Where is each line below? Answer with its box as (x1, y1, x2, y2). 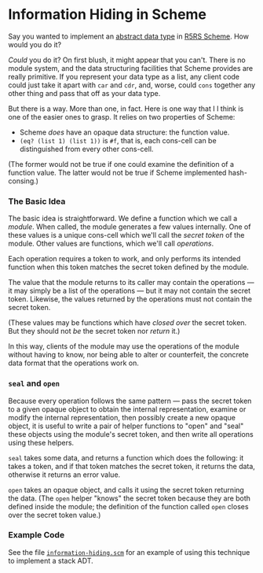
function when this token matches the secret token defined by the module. (8, 262, 250, 272)
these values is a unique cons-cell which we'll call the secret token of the (8, 231, 245, 240)
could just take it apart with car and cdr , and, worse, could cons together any (8, 80, 256, 90)
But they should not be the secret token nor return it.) (8, 327, 181, 336)
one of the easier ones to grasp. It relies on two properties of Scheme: (8, 112, 236, 121)
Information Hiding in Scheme (8, 6, 206, 24)
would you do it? (8, 39, 62, 49)
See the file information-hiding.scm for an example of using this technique (8, 547, 250, 556)
